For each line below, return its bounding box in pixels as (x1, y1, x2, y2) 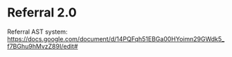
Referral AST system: (7, 27, 68, 36)
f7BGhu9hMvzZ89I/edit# (7, 42, 78, 50)
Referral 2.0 (7, 5, 78, 21)
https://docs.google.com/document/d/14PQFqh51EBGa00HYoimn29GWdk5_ (7, 34, 225, 43)
